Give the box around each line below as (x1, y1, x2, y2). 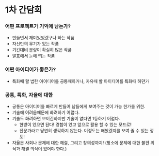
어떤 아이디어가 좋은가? (5, 66, 56, 73)
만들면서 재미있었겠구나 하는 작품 (12, 35, 75, 41)
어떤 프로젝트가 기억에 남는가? (5, 23, 71, 30)
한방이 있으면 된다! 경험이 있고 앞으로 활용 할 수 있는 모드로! (19, 122, 132, 127)
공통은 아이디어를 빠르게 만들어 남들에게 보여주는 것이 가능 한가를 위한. (12, 104, 145, 109)
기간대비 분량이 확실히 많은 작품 (12, 47, 72, 53)
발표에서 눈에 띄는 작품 (12, 53, 55, 59)
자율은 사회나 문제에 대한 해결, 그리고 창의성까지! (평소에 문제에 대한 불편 (12, 140, 149, 146)
